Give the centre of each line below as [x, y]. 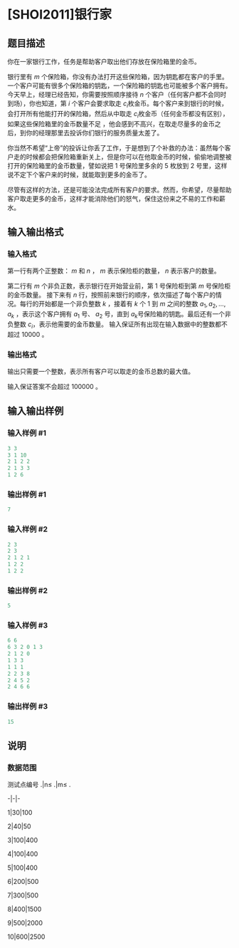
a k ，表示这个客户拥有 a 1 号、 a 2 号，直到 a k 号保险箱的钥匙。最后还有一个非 [119, 315]
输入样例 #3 [28, 625]
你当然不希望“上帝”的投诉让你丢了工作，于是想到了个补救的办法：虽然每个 [116, 147]
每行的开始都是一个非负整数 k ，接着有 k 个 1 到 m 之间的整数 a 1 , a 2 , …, [123, 305]
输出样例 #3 [28, 707]
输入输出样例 [36, 411]
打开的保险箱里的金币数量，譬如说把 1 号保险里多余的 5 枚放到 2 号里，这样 [117, 165]
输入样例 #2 [28, 529]
